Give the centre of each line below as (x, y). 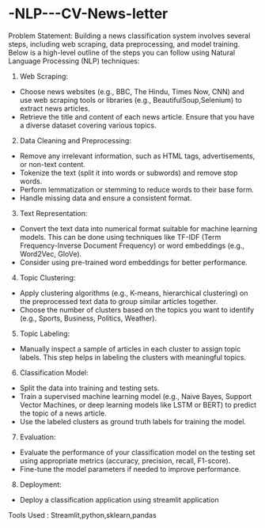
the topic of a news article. (63, 413)
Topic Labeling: (45, 333)
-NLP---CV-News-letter (88, 14)
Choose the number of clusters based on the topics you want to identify (137, 310)
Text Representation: (53, 213)
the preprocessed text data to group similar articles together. (119, 301)
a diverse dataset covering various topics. (88, 125)
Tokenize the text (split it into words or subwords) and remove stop (129, 173)
